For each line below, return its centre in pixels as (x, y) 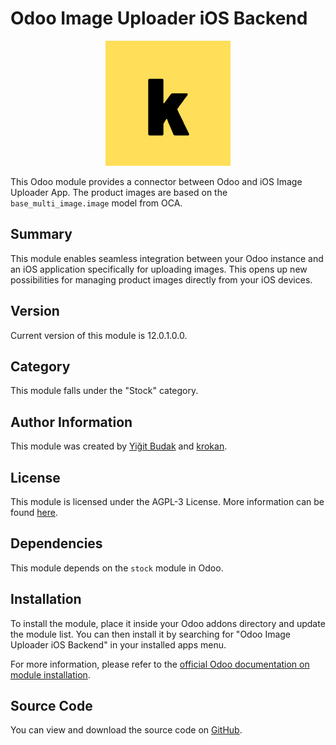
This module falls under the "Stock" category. (104, 391)
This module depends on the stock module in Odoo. (117, 568)
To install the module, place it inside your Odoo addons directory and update (168, 623)
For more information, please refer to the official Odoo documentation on (160, 664)
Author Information (71, 422)
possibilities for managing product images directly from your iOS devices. (161, 279)
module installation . (50, 674)
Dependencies (56, 543)
